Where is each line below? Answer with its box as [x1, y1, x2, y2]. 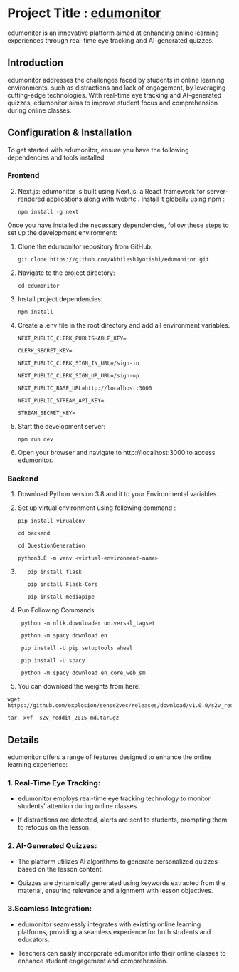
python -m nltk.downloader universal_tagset [21, 620, 155, 627]
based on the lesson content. [17, 864, 104, 873]
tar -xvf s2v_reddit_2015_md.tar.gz [7, 714, 119, 722]
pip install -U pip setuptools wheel [21, 644, 133, 652]
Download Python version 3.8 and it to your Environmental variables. [17, 490, 219, 498]
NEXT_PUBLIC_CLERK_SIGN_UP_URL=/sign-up [17, 372, 139, 379]
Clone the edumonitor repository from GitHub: [17, 242, 153, 251]
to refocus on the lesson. [17, 823, 91, 832]
